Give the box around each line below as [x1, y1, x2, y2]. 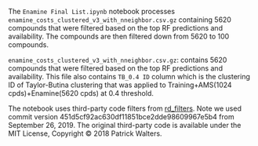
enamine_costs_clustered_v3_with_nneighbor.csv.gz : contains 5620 [8, 55, 227, 64]
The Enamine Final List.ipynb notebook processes [8, 7, 175, 16]
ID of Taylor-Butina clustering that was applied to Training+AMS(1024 [8, 80, 233, 89]
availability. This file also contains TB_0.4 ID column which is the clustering [8, 72, 251, 81]
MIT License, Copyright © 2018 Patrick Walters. [8, 129, 162, 138]
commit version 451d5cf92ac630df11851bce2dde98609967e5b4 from [8, 112, 234, 121]
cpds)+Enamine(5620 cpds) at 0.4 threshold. [8, 89, 154, 97]
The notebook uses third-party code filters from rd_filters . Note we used [8, 104, 242, 113]
